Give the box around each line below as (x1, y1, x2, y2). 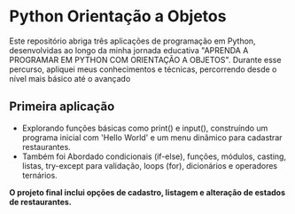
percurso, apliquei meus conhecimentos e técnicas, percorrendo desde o (9, 64, 277, 75)
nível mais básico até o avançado (9, 73, 131, 83)
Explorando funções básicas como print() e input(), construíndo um (21, 123, 268, 133)
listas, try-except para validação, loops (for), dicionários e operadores (21, 160, 277, 170)
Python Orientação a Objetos (9, 6, 227, 27)
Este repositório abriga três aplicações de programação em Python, (9, 36, 256, 46)
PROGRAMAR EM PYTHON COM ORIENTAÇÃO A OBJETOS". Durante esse (9, 54, 282, 65)
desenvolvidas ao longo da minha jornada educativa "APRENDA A (9, 44, 249, 55)
